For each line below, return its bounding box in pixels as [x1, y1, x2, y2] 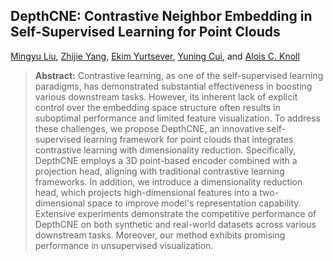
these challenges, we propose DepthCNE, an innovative [34, 122, 265, 134]
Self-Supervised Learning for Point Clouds [10, 24, 281, 41]
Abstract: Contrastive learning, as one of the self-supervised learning [34, 69, 324, 81]
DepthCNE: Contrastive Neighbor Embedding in [10, 8, 313, 25]
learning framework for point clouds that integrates [83, 133, 294, 145]
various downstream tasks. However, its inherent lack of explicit [34, 90, 298, 103]
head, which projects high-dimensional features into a [34, 186, 258, 198]
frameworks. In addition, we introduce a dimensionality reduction [34, 175, 303, 188]
